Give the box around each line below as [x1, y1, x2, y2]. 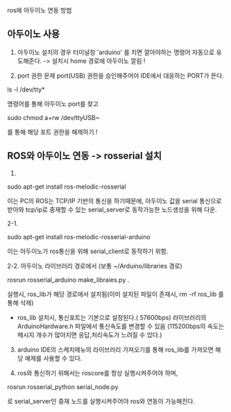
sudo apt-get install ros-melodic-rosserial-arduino [7, 232, 151, 241]
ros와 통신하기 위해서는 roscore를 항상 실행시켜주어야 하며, [17, 368, 178, 377]
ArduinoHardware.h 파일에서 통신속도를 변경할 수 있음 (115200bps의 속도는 [17, 322, 224, 330]
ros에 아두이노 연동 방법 [7, 6, 72, 14]
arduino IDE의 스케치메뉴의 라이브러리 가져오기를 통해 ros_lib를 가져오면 [17, 345, 214, 354]
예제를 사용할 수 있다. [24, 354, 83, 362]
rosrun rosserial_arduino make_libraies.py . [7, 275, 130, 284]
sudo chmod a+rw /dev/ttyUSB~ [7, 113, 100, 121]
